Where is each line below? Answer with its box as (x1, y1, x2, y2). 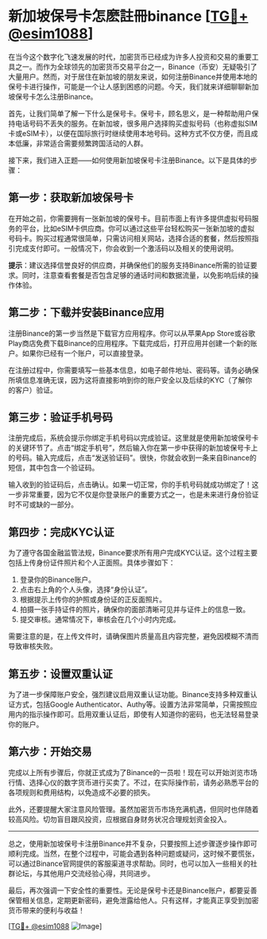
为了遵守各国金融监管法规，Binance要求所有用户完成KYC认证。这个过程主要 (8, 548, 258, 558)
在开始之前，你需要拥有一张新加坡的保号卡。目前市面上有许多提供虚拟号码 (8, 213, 252, 223)
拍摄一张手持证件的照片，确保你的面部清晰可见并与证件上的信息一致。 (19, 605, 250, 614)
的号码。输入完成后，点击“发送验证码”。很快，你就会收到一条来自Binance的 (8, 453, 257, 462)
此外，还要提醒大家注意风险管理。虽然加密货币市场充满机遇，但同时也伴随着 (8, 805, 259, 814)
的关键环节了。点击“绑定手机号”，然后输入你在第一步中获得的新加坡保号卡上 (8, 443, 258, 453)
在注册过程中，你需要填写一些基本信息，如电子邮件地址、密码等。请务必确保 (8, 365, 259, 375)
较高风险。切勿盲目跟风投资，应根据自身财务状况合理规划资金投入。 (8, 814, 231, 824)
